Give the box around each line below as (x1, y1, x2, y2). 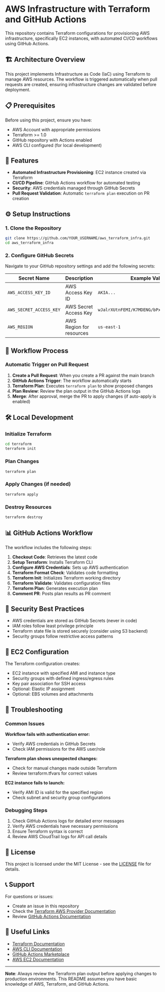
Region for (65, 323, 89, 330)
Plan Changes (5, 458, 39, 465)
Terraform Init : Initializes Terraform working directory (12, 575, 121, 581)
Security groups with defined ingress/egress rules (12, 675, 114, 681)
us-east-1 (98, 324, 121, 330)
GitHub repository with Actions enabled (12, 137, 92, 143)
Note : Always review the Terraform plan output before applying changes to (5, 970, 157, 976)
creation (12, 196, 29, 202)
